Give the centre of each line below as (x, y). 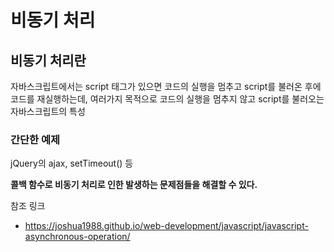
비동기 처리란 (48, 60)
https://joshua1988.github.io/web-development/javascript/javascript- (166, 226)
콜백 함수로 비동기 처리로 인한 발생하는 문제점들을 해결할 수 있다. (134, 185)
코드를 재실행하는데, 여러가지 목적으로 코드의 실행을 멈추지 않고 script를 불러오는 (167, 99)
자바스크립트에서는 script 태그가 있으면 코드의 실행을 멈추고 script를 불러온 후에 (166, 86)
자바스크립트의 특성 (48, 111)
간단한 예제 (35, 139)
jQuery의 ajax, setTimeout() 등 (72, 163)
